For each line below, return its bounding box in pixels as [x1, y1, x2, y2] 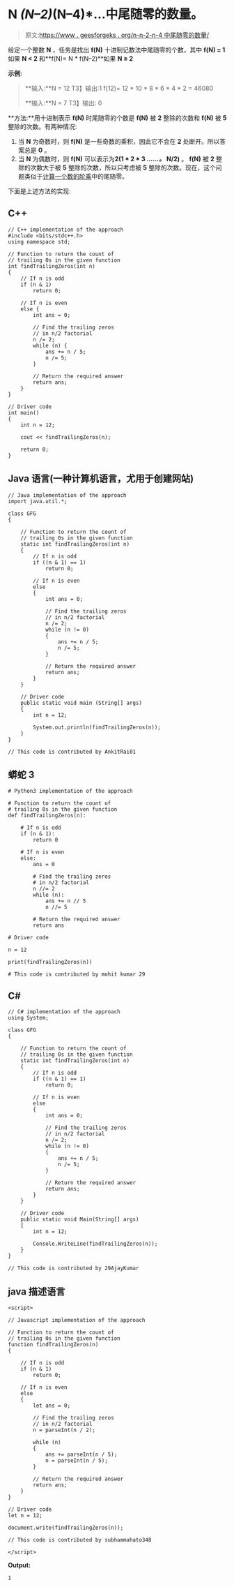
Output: [8, 1561, 31, 1569]
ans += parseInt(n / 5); [45, 1451, 118, 1458]
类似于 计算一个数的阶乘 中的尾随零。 [24, 172, 128, 180]
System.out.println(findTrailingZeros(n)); [33, 724, 161, 731]
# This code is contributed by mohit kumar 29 [8, 971, 146, 978]
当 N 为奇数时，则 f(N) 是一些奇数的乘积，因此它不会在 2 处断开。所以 [17, 137, 220, 145]
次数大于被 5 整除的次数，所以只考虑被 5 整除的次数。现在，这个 [30, 163, 216, 172]
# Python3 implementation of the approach [8, 788, 133, 795]
